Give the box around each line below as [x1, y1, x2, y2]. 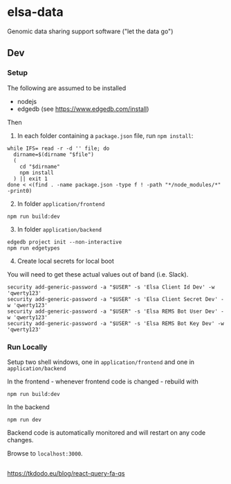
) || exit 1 [13, 175, 48, 182]
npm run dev [7, 416, 41, 423]
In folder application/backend [17, 225, 102, 233]
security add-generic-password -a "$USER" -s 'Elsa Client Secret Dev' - [7, 295, 225, 302]
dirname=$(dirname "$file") [13, 150, 95, 158]
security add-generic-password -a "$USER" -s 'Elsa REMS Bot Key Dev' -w [7, 320, 225, 327]
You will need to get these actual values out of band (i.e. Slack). [7, 270, 189, 278]
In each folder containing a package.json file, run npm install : [17, 131, 194, 139]
